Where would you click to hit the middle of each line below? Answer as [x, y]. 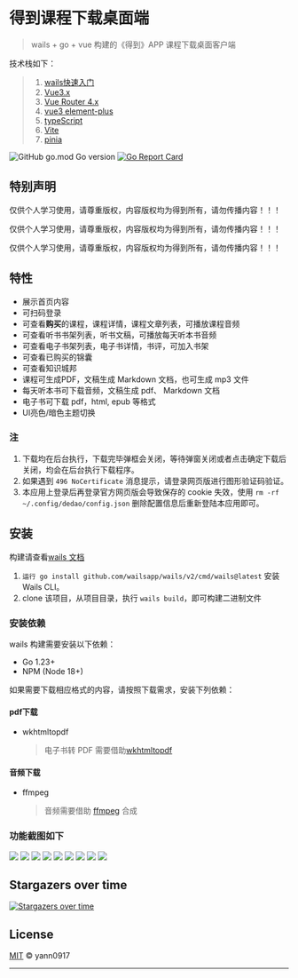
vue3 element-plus [78, 111]
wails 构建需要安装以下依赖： [63, 644]
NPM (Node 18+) [53, 671]
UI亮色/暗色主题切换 [59, 412]
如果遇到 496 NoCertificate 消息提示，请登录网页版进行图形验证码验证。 [155, 481]
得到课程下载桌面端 [79, 18]
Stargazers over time [68, 885]
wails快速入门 [69, 82]
